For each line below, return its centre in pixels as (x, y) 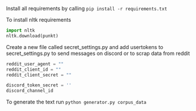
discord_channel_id (30, 91)
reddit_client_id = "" (34, 70)
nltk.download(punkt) (32, 36)
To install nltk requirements (38, 20)
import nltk (20, 30)
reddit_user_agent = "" (35, 64)
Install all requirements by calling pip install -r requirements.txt (87, 8)
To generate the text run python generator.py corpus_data (76, 102)
